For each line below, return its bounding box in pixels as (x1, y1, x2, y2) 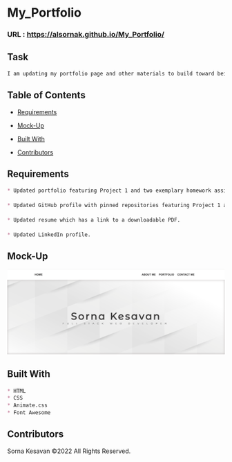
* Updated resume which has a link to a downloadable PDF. (7, 216, 181, 223)
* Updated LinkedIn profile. (7, 231, 91, 238)
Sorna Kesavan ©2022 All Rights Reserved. (7, 447, 131, 455)
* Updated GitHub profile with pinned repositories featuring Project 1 (7, 202, 221, 209)
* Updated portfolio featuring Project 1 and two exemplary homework (7, 187, 212, 195)
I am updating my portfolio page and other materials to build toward (7, 70, 215, 77)
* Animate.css (7, 402, 48, 409)
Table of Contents (7, 89, 86, 101)
